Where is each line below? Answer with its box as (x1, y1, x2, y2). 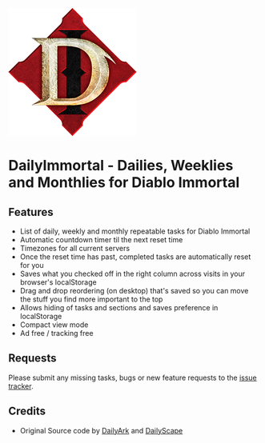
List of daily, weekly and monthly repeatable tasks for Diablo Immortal (19, 226, 251, 236)
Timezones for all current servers (19, 244, 130, 253)
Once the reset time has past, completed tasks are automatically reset (19, 252, 251, 261)
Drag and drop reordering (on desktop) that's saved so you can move (19, 286, 249, 295)
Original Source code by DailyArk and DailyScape (19, 425, 183, 435)
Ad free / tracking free (19, 329, 94, 337)
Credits (8, 405, 46, 418)
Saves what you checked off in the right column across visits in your (19, 269, 246, 278)
